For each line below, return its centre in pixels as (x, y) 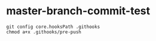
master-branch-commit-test (78, 11)
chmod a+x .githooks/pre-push (44, 32)
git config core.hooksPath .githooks (53, 27)
